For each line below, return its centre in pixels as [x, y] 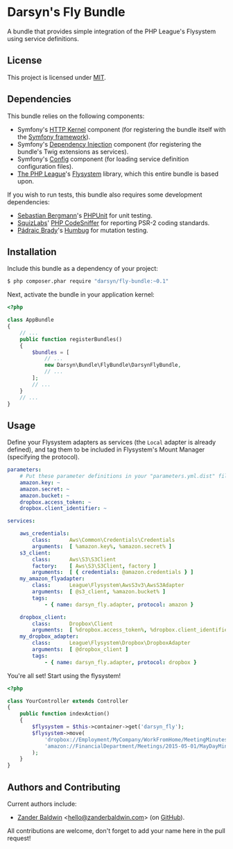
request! [19, 838]
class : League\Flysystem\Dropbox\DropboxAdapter [111, 643]
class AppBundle [31, 320]
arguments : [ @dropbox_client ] [80, 650]
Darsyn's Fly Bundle [66, 12]
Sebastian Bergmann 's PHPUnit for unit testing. [85, 215]
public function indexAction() [65, 714]
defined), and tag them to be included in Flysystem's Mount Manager [106, 450]
